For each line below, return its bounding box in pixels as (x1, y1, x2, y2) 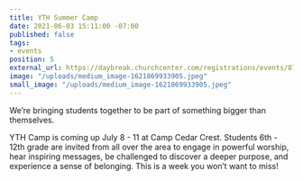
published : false (9, 30, 75, 39)
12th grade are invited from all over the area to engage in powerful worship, (9, 141, 289, 152)
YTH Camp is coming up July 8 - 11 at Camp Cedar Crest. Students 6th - (9, 131, 278, 142)
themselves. (9, 114, 55, 125)
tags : (9, 38, 30, 48)
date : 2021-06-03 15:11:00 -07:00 (9, 22, 140, 31)
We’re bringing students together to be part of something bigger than (9, 104, 266, 115)
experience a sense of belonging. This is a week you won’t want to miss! (9, 160, 279, 171)
